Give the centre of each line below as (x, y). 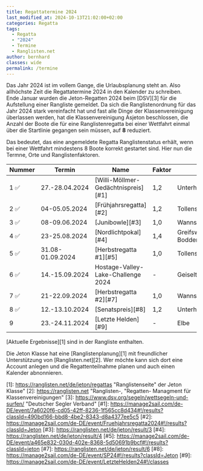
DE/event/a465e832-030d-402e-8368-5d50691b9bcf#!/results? (87, 443)
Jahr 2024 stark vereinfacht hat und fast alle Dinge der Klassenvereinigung (100, 111)
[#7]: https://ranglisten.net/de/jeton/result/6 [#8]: (102, 449)
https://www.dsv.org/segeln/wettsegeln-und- (132, 398)
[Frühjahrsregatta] (121, 205)
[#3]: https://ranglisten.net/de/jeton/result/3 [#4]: (104, 430)
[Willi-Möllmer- (117, 180)
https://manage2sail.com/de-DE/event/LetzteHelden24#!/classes (88, 462)
